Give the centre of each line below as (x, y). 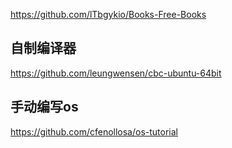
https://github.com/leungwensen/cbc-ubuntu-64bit (116, 73)
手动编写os (44, 107)
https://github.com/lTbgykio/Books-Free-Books (108, 14)
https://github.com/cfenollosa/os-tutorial (94, 131)
